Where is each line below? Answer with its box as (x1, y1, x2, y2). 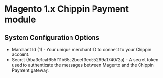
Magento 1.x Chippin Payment (4, 3, 129, 15)
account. (11, 52, 30, 57)
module (4, 14, 36, 25)
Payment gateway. (11, 67, 49, 73)
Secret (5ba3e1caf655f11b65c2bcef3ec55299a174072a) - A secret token (11, 57, 159, 62)
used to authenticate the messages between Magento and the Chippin (11, 62, 154, 68)
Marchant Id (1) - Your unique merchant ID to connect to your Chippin (11, 47, 152, 52)
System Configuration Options (4, 33, 100, 42)
